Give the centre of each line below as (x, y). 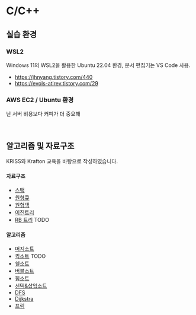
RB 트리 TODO (32, 220)
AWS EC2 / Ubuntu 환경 (40, 100)
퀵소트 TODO (30, 256)
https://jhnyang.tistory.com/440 (54, 77)
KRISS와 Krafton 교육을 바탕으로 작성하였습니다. (62, 161)
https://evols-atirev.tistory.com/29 (57, 83)
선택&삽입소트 (31, 286)
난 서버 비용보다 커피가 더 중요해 (44, 114)
